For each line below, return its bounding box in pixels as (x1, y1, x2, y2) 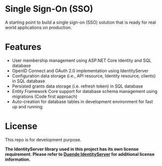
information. (5, 156, 30, 162)
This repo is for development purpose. (5, 136, 81, 142)
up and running (12, 104, 43, 109)
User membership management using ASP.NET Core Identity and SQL (12, 57, 151, 63)
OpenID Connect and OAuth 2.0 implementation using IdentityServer (12, 68, 149, 74)
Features (5, 42, 42, 53)
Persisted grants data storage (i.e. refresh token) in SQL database (12, 83, 143, 89)
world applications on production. (5, 24, 72, 30)
